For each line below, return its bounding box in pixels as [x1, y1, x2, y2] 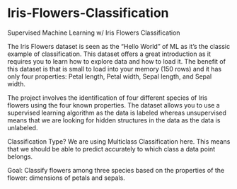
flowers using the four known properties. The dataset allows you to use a [7, 101, 221, 109]
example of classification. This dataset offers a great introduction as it [7, 50, 211, 58]
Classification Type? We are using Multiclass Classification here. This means [7, 137, 231, 146]
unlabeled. [7, 123, 38, 132]
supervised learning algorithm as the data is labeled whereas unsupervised [7, 108, 226, 117]
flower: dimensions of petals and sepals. [7, 173, 125, 182]
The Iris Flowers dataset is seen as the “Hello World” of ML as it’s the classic [7, 42, 231, 50]
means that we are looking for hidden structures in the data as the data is [7, 115, 221, 125]
